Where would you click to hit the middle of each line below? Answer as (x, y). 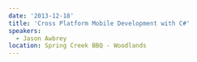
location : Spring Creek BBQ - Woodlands (78, 46)
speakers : (25, 31)
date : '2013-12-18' (41, 16)
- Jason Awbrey (41, 38)
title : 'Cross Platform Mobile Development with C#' (99, 23)
